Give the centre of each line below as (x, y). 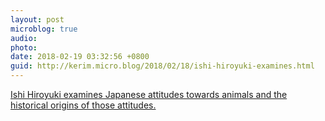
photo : (24, 47)
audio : (24, 38)
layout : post (37, 19)
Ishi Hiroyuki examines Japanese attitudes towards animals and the (149, 94)
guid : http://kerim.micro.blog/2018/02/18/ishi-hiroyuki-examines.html (162, 66)
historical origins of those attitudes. (83, 105)
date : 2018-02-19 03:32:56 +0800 (80, 57)
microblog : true (44, 29)
